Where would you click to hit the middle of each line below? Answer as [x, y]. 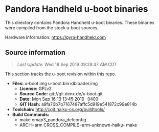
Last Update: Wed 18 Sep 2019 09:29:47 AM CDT [67, 64]
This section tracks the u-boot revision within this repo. [61, 74]
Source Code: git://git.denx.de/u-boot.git [61, 93]
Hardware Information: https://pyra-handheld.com [56, 37]
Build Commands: [31, 114]
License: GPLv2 [36, 88]
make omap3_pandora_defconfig [53, 120]
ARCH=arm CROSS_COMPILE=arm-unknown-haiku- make [78, 125]
